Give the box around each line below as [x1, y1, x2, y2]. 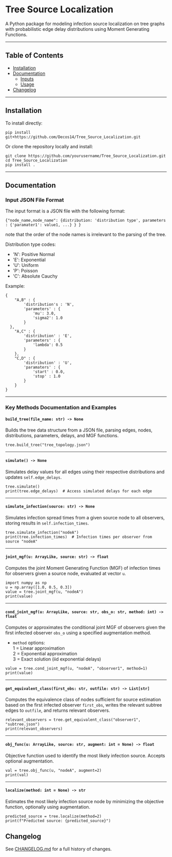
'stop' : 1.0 [32, 374, 60, 379]
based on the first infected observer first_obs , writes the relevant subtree [5, 702, 162, 708]
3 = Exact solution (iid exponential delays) [12, 656, 101, 663]
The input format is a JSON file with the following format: [5, 208, 125, 214]
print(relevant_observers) [5, 726, 63, 732]
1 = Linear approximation [12, 645, 65, 651]
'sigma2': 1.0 [32, 316, 63, 321]
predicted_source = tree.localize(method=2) [5, 813, 102, 819]
